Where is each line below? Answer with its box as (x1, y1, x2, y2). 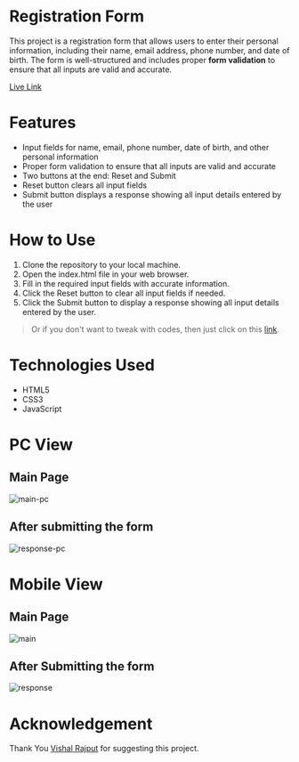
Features (9, 113, 77, 133)
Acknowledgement (9, 714, 153, 734)
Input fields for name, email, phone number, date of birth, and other (21, 142, 270, 152)
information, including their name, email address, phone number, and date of (9, 45, 290, 55)
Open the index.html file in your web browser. (21, 269, 190, 280)
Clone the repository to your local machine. (21, 259, 181, 270)
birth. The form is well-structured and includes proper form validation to (9, 54, 276, 65)
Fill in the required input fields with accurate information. (21, 278, 230, 288)
